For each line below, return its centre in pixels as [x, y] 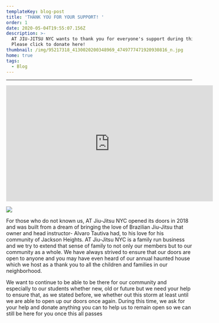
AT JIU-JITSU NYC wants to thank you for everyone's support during [97, 39]
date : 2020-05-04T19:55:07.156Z [46, 28]
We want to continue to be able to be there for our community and [86, 282]
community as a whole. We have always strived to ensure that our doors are [98, 252]
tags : [13, 61]
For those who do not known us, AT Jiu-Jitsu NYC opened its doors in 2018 [97, 221]
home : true [19, 55]
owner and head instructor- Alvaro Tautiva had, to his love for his [85, 233]
